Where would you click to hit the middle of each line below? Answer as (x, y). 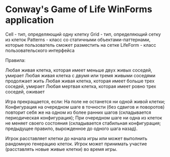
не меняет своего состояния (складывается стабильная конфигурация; (83, 123)
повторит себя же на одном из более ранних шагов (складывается (78, 112)
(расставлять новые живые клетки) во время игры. (61, 149)
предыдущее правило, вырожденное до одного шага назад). (72, 129)
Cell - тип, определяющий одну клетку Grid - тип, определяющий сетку (83, 34)
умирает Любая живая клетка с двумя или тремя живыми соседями (80, 75)
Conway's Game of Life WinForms (79, 9)
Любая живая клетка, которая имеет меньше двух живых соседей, (79, 70)
